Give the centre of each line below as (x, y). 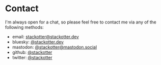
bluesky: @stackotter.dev (38, 42)
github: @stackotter (32, 52)
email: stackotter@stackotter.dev (46, 37)
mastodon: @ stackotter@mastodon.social (54, 47)
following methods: (25, 27)
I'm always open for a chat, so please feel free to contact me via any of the (81, 22)
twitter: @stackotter (32, 57)
